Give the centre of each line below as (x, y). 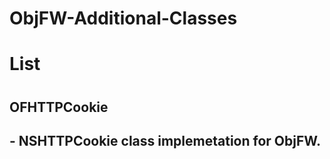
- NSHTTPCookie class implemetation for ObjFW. (165, 140)
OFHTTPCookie (59, 107)
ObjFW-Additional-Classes (123, 18)
